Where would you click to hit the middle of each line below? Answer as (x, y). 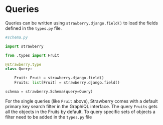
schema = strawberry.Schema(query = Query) (49, 92)
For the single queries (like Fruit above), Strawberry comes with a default (81, 101)
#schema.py (17, 37)
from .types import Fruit (32, 55)
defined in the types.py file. (34, 28)
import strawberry (24, 46)
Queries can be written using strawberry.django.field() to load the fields (81, 23)
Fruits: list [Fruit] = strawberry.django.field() (67, 83)
